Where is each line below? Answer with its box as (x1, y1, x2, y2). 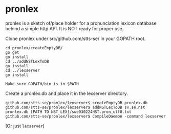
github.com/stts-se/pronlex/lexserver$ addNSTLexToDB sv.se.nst (5, 105, 145, 110)
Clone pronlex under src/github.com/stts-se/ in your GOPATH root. (5, 35, 146, 42)
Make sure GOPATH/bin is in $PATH (5, 81, 79, 86)
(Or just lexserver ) (5, 123, 45, 129)
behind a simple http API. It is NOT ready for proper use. (5, 25, 124, 31)
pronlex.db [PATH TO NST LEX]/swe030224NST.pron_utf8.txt (5, 109, 132, 114)
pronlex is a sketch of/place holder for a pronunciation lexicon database (5, 20, 157, 26)
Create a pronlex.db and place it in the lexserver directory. (5, 90, 128, 97)
